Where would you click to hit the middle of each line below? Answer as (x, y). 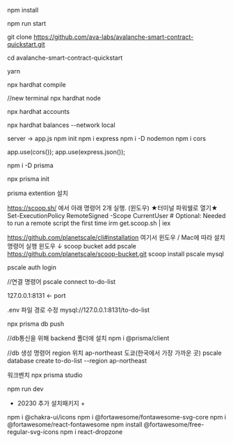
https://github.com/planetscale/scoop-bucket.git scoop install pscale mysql (116, 254)
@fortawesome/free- (174, 424)
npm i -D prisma (30, 165)
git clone (20, 37)
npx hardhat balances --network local (62, 125)
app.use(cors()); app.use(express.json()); (66, 152)
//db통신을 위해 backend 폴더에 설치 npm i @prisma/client (88, 338)
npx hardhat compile (37, 85)
